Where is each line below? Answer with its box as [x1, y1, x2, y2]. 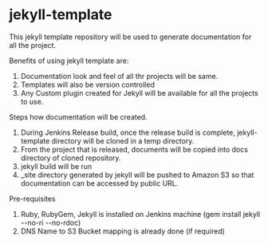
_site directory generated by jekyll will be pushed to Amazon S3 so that [20, 170, 254, 179]
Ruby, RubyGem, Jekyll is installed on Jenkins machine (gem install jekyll [20, 209, 261, 218]
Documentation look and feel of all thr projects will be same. [20, 71, 219, 81]
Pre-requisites [9, 194, 56, 203]
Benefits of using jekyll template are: [9, 56, 129, 65]
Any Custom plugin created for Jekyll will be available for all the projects [20, 88, 258, 97]
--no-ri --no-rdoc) [20, 218, 81, 227]
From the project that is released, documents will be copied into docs [20, 144, 248, 154]
